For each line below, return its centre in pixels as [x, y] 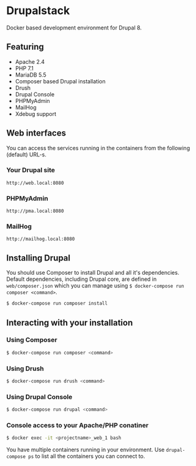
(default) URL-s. [27, 155]
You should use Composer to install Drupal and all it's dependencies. [93, 273]
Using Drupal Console [39, 397]
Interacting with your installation [70, 323]
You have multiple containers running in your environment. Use [85, 450]
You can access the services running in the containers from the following [98, 148]
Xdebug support [36, 113]
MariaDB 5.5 [31, 75]
